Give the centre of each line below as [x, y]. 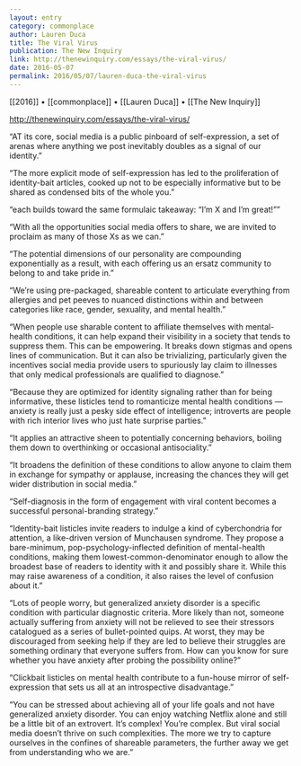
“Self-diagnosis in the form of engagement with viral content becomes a [143, 501]
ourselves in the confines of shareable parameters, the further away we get [149, 743]
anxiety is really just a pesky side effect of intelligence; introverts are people [150, 410]
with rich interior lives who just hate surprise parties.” [108, 420]
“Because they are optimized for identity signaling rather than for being [141, 392]
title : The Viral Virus [54, 43]
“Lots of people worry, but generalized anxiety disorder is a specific [135, 603]
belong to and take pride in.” [62, 273]
